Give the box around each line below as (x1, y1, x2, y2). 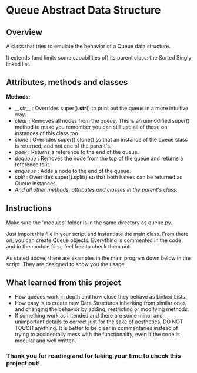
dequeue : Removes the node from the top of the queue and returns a (14, 155, 183, 162)
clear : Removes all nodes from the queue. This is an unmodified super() (14, 117, 190, 124)
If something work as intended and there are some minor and (14, 312, 163, 319)
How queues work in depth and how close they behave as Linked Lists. (14, 293, 187, 300)
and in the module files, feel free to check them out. (6, 243, 131, 250)
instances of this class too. (14, 129, 80, 136)
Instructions (6, 203, 52, 213)
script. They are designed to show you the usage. (6, 260, 126, 267)
